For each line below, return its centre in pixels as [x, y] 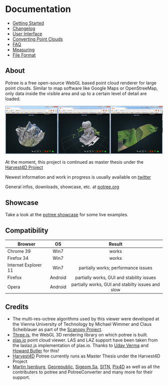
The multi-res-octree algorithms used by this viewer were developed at [86, 319]
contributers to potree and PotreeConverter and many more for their [82, 372]
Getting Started [28, 23]
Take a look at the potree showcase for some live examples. [67, 215]
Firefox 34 [18, 258]
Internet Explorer [24, 265]
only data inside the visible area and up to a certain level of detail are [76, 93]
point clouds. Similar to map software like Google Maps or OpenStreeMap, [82, 88]
